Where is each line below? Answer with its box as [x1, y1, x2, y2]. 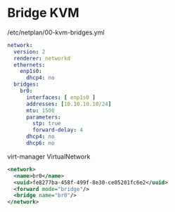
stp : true [32, 120, 61, 127]
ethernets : [13, 61, 46, 68]
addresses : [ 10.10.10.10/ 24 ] [25, 100, 112, 107]
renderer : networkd [13, 55, 71, 62]
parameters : [25, 114, 61, 121]
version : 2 [13, 48, 46, 55]
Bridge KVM [7, 5, 79, 21]
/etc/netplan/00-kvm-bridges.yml [7, 28, 105, 37]
